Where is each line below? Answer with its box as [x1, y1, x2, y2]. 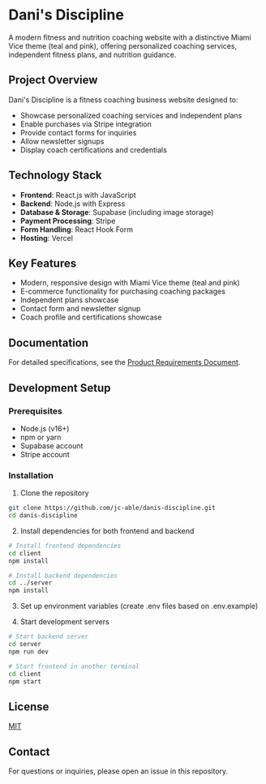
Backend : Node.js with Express [19, 199, 126, 208]
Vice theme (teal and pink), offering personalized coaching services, [8, 41, 238, 50]
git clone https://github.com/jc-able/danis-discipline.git [8, 504, 217, 512]
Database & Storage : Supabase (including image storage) [19, 207, 214, 216]
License [8, 700, 49, 713]
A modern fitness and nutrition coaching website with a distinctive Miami [8, 32, 251, 42]
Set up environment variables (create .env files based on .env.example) [19, 602, 259, 611]
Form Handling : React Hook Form [19, 225, 134, 234]
